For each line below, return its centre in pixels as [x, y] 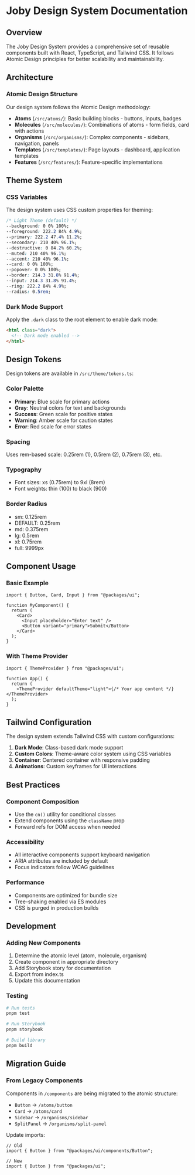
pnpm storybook [25, 1029]
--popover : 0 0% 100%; [34, 270]
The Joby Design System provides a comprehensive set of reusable [88, 46]
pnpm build [19, 1045]
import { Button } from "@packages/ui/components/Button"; [80, 1151]
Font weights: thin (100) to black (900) [61, 489]
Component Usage [41, 566]
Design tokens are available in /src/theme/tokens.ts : [70, 373]
